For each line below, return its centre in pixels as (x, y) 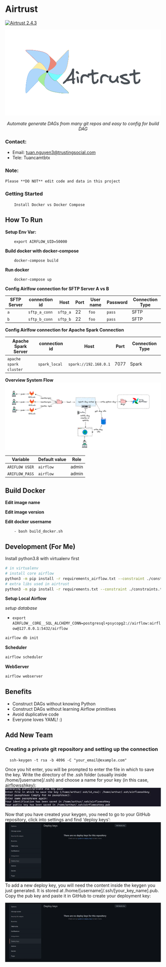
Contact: (16, 141)
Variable (21, 459)
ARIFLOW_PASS (21, 474)
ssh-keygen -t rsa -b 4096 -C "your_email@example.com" (68, 760)
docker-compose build (36, 260)
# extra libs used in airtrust (37, 584)
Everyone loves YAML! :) (37, 719)
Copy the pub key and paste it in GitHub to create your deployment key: (78, 896)
